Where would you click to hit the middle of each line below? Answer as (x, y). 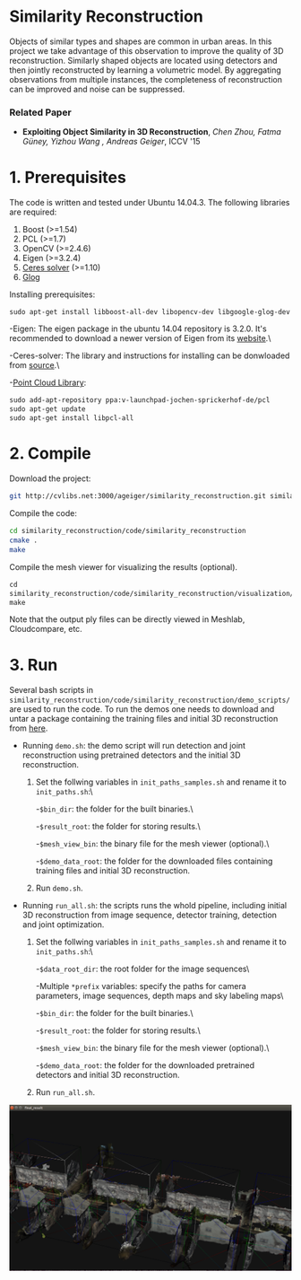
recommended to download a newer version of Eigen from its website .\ (140, 338)
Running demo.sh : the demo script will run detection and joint (134, 745)
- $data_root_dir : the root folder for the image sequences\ (142, 969)
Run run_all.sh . (65, 1092)
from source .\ (34, 365)
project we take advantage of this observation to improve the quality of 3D (146, 50)
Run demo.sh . (59, 888)
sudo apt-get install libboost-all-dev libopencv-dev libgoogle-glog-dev (150, 312)
